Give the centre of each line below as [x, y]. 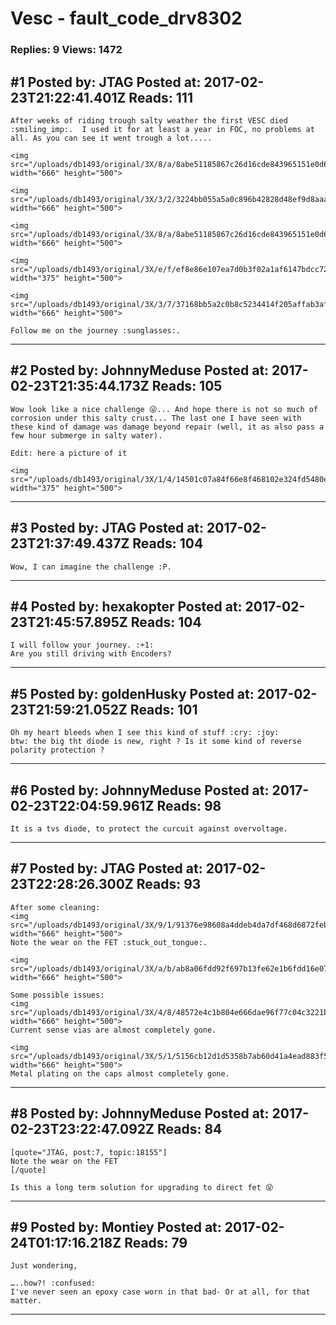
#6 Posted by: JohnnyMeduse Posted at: [140, 790]
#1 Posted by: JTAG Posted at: [106, 82]
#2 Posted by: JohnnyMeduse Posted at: [140, 370]
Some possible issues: [57, 995]
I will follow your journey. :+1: [82, 645]
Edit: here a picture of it [69, 453]
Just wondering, [44, 1266]
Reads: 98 [189, 805]
